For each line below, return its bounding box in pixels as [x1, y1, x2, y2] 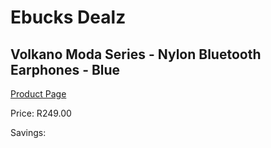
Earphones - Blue [10, 61, 121, 78]
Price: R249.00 [10, 107, 72, 119]
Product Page [10, 88, 67, 100]
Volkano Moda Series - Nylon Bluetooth [10, 46, 262, 63]
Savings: [10, 127, 47, 138]
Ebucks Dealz [10, 6, 127, 29]
